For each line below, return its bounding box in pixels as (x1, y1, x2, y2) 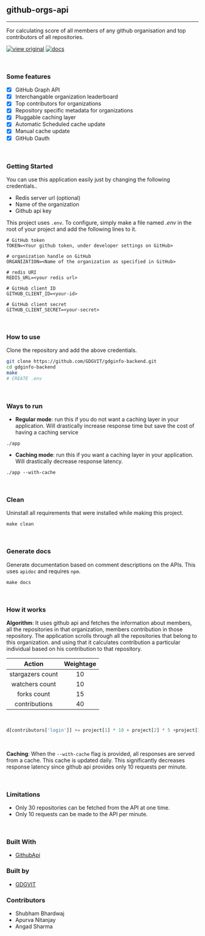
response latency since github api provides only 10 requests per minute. (6, 763, 187, 770)
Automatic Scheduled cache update (15, 120, 106, 128)
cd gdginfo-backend (6, 364, 56, 370)
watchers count (11, 679, 56, 688)
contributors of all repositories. (6, 33, 84, 40)
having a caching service (15, 429, 79, 436)
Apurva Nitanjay (15, 916, 56, 923)
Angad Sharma (15, 923, 53, 930)
